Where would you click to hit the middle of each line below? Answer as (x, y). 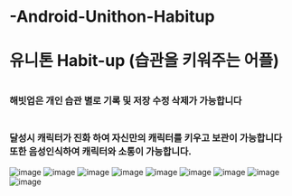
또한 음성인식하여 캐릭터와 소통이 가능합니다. (100, 152)
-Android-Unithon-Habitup (112, 17)
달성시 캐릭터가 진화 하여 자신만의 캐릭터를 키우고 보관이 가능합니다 (146, 138)
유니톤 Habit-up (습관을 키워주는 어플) (145, 61)
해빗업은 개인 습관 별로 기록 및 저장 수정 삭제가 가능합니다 (126, 100)
